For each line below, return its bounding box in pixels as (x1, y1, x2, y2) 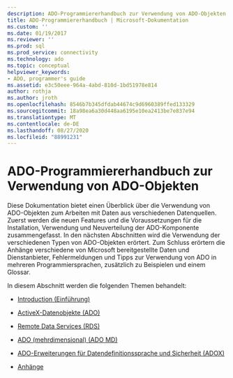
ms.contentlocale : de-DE (7, 120, 80, 128)
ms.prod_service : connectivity (7, 50, 98, 56)
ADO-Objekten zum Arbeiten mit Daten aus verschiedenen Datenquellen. (7, 209, 217, 217)
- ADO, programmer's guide (7, 75, 86, 82)
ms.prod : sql (7, 43, 45, 50)
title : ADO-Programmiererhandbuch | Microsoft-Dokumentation (7, 17, 189, 24)
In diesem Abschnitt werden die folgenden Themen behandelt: (7, 282, 187, 290)
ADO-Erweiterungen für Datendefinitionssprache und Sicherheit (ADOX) (17, 349, 225, 358)
